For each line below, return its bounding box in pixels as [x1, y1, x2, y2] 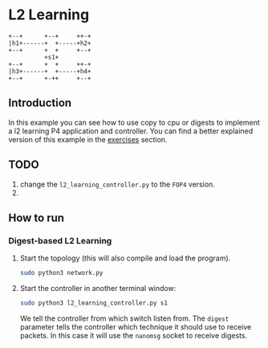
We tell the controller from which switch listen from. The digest [19, 313, 229, 323]
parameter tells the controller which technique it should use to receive [19, 322, 252, 331]
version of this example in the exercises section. [8, 134, 168, 144]
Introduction [8, 96, 72, 110]
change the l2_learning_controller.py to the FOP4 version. [19, 179, 215, 189]
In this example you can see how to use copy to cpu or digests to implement [8, 117, 261, 127]
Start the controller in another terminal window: [19, 284, 177, 293]
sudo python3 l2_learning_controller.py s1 [19, 299, 169, 307]
